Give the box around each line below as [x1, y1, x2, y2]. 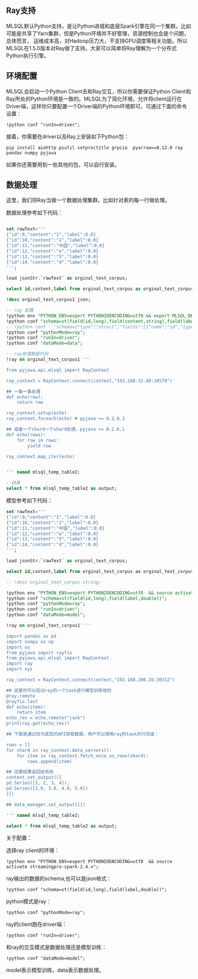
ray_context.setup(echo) [6, 410, 67, 416]
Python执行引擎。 [6, 52, 49, 59]
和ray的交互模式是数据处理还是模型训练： [6, 944, 107, 951]
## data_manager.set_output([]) [6, 802, 85, 808]
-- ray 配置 [6, 307, 34, 313]
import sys [6, 666, 33, 672]
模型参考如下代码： [6, 497, 53, 504]
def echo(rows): [6, 432, 46, 437]
